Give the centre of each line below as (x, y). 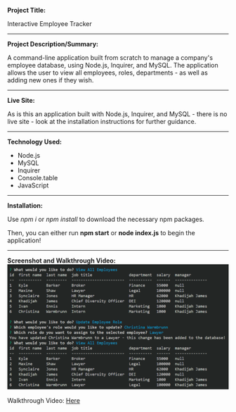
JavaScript (33, 185)
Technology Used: (34, 142)
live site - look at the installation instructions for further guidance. (102, 121)
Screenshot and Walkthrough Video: (61, 261)
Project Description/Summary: (53, 44)
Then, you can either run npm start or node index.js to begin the (101, 233)
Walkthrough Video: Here (44, 400)
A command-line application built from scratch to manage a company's (110, 58)
